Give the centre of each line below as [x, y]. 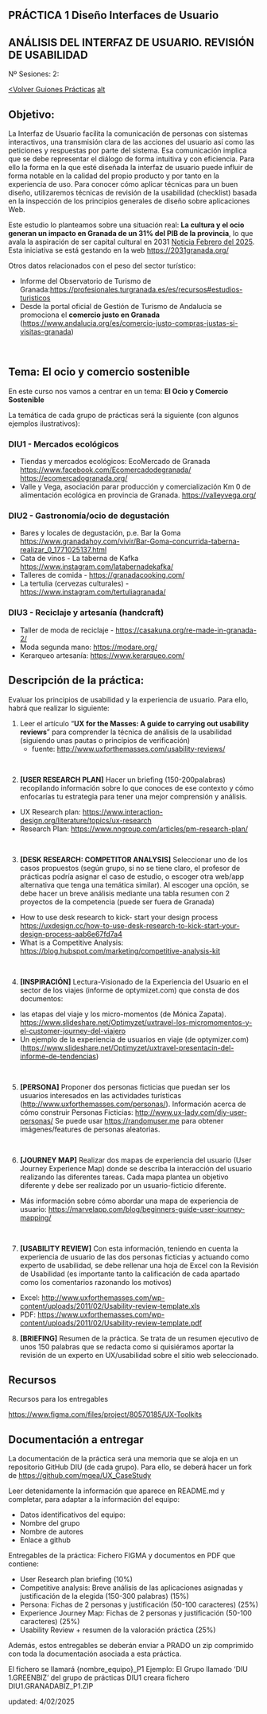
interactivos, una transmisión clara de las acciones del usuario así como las [132, 142]
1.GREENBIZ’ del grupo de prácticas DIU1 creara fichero [99, 1677]
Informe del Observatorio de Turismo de [85, 281]
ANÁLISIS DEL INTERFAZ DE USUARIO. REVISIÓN [131, 43]
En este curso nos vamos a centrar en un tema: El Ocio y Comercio [118, 391]
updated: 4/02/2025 [42, 1701]
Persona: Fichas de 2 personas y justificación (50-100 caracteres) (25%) [139, 1605]
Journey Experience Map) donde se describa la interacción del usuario [136, 1168]
